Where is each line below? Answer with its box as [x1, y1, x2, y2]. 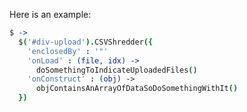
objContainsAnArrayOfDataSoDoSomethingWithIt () [35, 84, 239, 94]
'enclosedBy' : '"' [27, 46, 109, 56]
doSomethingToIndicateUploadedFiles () [35, 65, 198, 75]
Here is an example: [9, 9, 92, 20]
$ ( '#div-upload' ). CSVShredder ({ [18, 37, 154, 47]
